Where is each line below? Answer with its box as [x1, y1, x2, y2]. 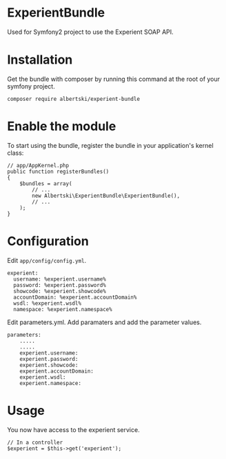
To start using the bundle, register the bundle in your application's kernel [7, 141, 214, 149]
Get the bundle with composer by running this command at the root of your [7, 75, 220, 83]
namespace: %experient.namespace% [13, 306, 112, 312]
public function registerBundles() [7, 168, 110, 175]
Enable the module [7, 119, 116, 134]
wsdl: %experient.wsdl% [13, 299, 81, 307]
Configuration [7, 234, 90, 249]
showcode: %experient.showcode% [13, 288, 107, 294]
